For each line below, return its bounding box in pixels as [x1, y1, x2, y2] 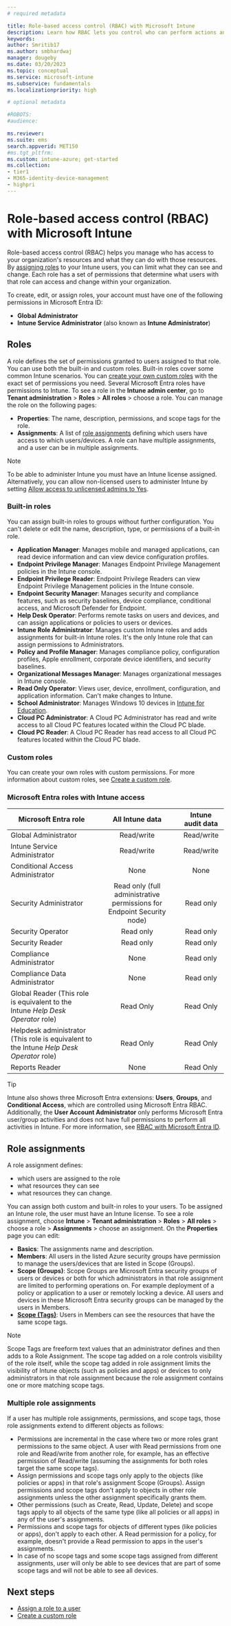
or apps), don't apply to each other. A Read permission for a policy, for [16, 1530, 217, 1538]
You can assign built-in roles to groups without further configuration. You [7, 517, 214, 525]
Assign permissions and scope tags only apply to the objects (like [16, 1471, 203, 1479]
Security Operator [10, 926, 69, 936]
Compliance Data [10, 969, 67, 979]
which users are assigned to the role [16, 1174, 120, 1183]
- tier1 [7, 169, 30, 175]
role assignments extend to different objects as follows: [7, 1421, 164, 1429]
